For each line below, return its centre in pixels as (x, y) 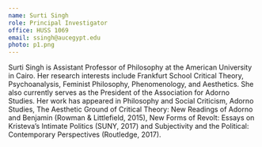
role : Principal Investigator (58, 23)
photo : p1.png (32, 45)
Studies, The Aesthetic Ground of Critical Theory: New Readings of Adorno (131, 109)
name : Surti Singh (38, 15)
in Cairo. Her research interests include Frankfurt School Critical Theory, (126, 76)
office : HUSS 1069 (38, 30)
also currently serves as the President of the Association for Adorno (119, 92)
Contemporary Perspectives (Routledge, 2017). (85, 134)
